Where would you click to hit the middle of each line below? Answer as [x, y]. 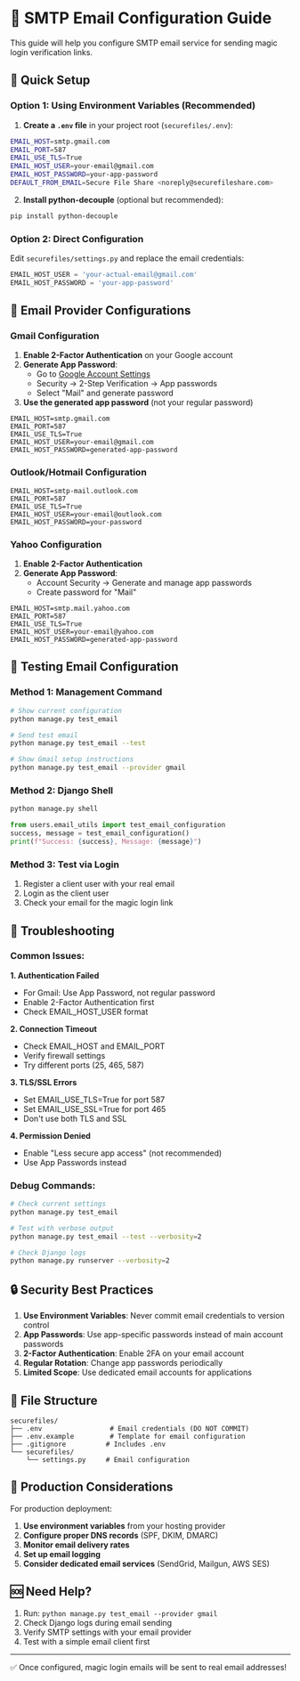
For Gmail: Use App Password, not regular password [119, 993]
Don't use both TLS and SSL [75, 1118]
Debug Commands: [53, 1185]
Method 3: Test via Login [65, 865]
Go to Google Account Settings [93, 374]
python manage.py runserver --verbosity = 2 [90, 1261]
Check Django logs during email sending [97, 1622]
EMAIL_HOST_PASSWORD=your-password [76, 522]
